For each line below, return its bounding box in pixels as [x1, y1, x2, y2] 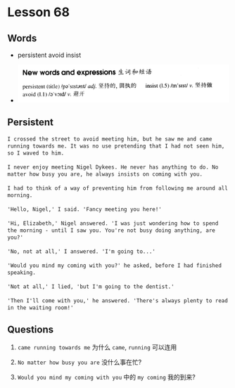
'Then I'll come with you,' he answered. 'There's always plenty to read [7, 297, 229, 304]
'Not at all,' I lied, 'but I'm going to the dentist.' [7, 283, 174, 290]
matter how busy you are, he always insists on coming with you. [7, 171, 203, 178]
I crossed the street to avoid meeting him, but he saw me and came [7, 136, 212, 143]
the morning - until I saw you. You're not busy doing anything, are [7, 227, 216, 234]
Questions [7, 323, 54, 335]
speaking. [7, 269, 37, 276]
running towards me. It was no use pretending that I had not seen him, [7, 143, 225, 150]
